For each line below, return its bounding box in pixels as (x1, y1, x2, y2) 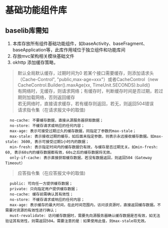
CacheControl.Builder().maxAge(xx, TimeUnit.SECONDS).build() (17, 82, 150, 88)
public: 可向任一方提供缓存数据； (10, 181, 73, 186)
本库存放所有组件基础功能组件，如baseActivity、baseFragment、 (12, 41, 148, 46)
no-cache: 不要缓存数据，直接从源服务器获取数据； (10, 118, 104, 123)
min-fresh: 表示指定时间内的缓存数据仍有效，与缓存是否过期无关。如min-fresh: (10, 144, 158, 149)
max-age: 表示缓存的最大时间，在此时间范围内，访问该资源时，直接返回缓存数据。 (10, 202, 157, 207)
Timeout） (5, 161, 25, 166)
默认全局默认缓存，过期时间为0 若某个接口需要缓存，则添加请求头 (17, 70, 154, 76)
